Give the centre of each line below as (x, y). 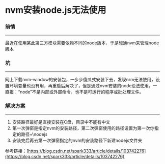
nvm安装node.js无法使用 (56, 10)
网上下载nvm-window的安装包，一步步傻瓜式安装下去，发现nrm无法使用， (80, 79)
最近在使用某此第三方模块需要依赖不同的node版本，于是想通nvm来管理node (82, 43)
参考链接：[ (17, 151)
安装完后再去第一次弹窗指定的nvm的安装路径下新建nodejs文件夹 (77, 140)
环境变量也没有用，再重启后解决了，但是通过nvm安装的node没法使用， (81, 85)
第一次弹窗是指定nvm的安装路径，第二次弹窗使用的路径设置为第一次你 (83, 128)
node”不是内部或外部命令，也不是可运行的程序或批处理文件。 (82, 92)
